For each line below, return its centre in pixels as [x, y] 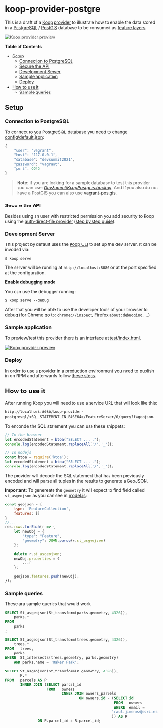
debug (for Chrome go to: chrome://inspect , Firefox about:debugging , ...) [78, 315]
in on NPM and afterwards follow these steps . [51, 375]
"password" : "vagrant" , [38, 164]
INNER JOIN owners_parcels [89, 694]
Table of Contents [24, 46]
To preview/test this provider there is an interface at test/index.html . [73, 338]
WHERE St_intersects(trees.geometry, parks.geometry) [62, 658]
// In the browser [24, 435]
